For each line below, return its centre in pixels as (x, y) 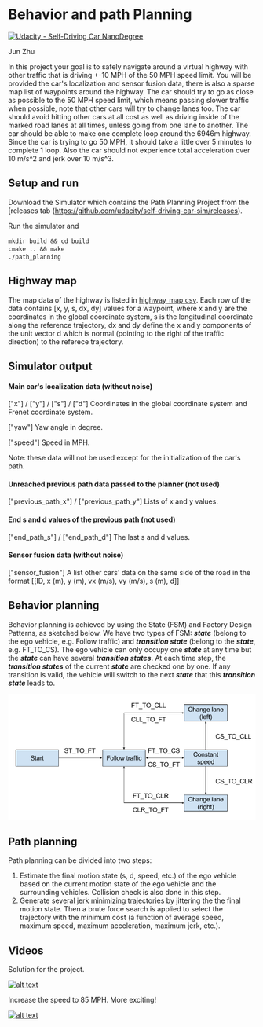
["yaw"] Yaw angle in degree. (56, 427)
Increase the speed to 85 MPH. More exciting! (82, 1000)
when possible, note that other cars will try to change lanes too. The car (124, 108)
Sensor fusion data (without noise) (66, 555)
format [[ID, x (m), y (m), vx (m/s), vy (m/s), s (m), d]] (94, 581)
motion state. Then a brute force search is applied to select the (121, 909)
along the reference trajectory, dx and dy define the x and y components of (130, 325)
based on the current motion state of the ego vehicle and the (118, 884)
